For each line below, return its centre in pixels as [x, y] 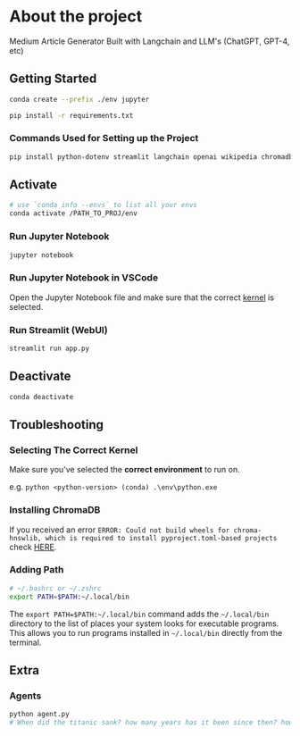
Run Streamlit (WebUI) [59, 330]
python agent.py [39, 715]
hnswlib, [25, 538]
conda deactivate [42, 397]
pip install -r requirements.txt [71, 115]
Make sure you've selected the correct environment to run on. [125, 470]
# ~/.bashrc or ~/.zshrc [55, 588]
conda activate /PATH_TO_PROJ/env [74, 213]
